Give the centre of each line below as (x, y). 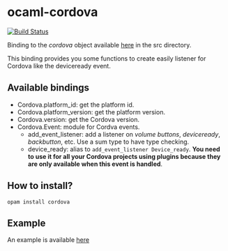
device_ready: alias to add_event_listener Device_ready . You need (124, 149)
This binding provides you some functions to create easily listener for (107, 58)
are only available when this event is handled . (95, 164)
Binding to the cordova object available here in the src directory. (99, 45)
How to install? (40, 186)
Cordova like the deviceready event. (59, 66)
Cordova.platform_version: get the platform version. (91, 112)
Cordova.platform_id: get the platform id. (76, 105)
